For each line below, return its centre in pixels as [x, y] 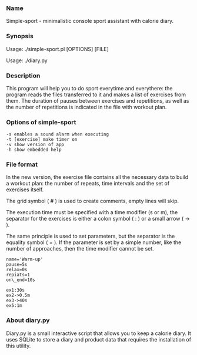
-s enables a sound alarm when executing [58, 134]
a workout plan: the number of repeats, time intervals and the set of [88, 184]
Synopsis [20, 36]
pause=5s [17, 265]
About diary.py [28, 320]
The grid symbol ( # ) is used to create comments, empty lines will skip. [93, 201]
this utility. [19, 346]
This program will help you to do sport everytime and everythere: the [89, 88]
